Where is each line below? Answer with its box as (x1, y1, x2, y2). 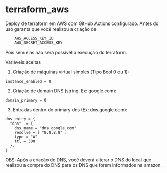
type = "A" (14, 134, 38, 139)
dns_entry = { (5, 116, 36, 121)
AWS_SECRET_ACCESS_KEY (14, 40, 63, 45)
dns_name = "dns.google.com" (14, 125, 77, 131)
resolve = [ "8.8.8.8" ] (14, 130, 67, 135)
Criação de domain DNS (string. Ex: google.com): (12, 88, 117, 94)
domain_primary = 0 (5, 97, 47, 103)
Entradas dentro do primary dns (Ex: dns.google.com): (12, 106, 128, 113)
